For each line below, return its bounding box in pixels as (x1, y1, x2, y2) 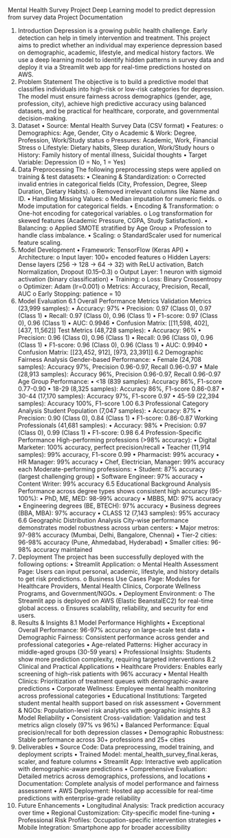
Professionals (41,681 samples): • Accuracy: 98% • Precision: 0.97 (17, 421, 207, 429)
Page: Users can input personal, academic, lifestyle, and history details (17, 568, 219, 575)
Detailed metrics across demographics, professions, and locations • (17, 772, 211, 780)
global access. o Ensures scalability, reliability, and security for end (17, 604, 208, 612)
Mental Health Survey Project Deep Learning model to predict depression (8, 6, 216, 14)
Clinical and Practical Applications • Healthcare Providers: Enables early (17, 663, 223, 670)
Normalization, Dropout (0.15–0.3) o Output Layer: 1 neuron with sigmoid (17, 268, 222, 276)
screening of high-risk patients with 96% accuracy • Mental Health (17, 670, 208, 678)
